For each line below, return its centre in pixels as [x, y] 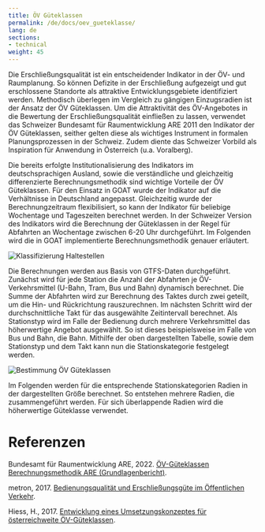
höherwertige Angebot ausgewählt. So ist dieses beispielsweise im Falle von [132, 329]
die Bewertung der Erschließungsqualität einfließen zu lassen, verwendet [127, 116]
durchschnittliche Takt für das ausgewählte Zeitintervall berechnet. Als [123, 313]
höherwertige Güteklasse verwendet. [68, 410]
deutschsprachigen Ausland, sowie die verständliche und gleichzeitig [121, 173]
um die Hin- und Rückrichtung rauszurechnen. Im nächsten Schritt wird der [130, 305]
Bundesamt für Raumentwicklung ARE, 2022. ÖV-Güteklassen [109, 464]
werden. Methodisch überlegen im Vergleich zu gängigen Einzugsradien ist [130, 100]
